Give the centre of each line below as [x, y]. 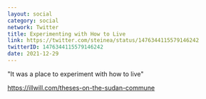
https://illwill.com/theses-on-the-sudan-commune [81, 88]
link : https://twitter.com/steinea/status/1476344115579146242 [103, 41]
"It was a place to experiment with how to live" [76, 74]
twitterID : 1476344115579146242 [55, 47]
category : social [33, 21]
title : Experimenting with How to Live [67, 34]
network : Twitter [33, 27]
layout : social [30, 14]
